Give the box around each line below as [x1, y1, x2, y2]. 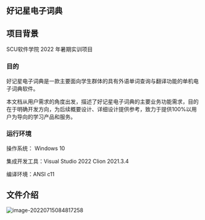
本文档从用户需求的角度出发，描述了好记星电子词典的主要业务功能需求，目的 [6, 98, 199, 105]
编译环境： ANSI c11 [6, 170, 55, 177]
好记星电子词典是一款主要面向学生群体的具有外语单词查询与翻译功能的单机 [6, 77, 193, 84]
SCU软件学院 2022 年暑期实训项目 [6, 46, 93, 53]
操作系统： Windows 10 [6, 145, 65, 152]
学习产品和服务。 [32, 113, 76, 120]
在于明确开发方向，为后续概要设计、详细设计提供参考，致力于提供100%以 [6, 105, 192, 112]
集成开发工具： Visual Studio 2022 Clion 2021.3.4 [6, 157, 129, 165]
